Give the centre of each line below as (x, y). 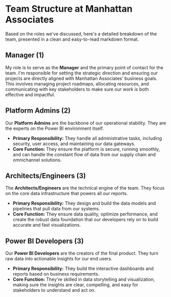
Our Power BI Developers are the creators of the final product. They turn (82, 253)
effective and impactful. (30, 94)
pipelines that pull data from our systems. (56, 209)
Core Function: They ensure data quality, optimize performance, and (85, 214)
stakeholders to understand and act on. (54, 290)
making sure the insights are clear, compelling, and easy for (76, 285)
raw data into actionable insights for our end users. (59, 259)
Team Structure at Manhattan (69, 9)
